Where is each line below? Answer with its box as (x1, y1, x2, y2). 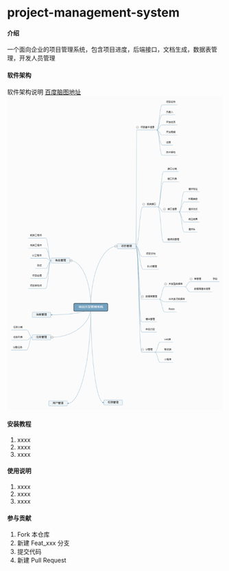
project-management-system (7, 5, 180, 21)
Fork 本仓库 (16, 530, 50, 539)
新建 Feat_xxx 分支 (16, 539, 70, 548)
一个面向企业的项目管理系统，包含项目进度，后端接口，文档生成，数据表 (7, 45, 211, 54)
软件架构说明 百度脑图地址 (7, 87, 81, 96)
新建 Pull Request (16, 556, 67, 565)
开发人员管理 (19, 54, 56, 63)
